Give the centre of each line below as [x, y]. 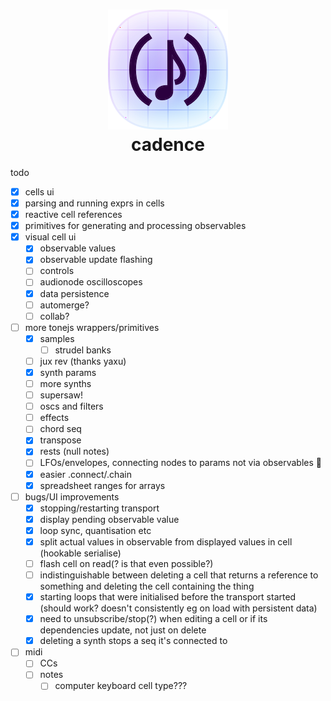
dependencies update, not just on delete [123, 630]
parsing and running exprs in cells [94, 203]
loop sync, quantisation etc [95, 530]
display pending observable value [109, 519]
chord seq [60, 429]
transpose [60, 440]
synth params [68, 372]
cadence [168, 145]
